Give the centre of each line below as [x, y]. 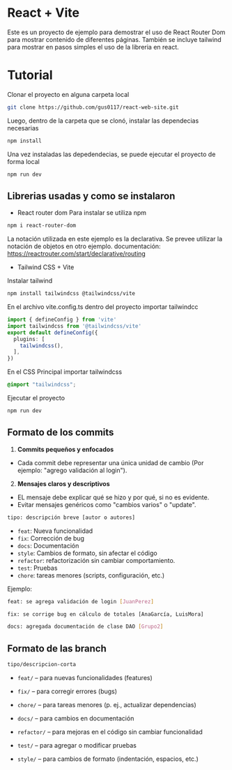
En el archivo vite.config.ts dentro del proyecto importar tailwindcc [103, 307]
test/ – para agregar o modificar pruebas [77, 745]
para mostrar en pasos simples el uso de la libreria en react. [93, 47]
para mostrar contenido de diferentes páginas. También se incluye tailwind [114, 39]
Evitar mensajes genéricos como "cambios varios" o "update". [107, 504]
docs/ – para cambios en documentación [76, 718]
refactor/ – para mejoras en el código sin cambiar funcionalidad [110, 732]
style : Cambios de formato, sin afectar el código [87, 553]
